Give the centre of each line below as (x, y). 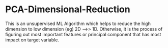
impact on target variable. (32, 40)
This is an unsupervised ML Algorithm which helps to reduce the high (78, 23)
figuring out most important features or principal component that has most (83, 34)
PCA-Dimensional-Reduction (68, 9)
